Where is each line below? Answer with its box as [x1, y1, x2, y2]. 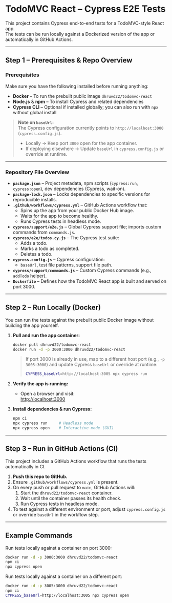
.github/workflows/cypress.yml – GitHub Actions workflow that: [12, 202, 147, 208]
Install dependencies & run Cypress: [12, 406, 92, 412]
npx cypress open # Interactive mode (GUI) [12, 426, 114, 431]
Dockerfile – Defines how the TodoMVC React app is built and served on [12, 278, 167, 284]
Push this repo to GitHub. [12, 473, 68, 480]
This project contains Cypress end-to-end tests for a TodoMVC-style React [5, 20, 164, 26]
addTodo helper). [12, 273, 47, 279]
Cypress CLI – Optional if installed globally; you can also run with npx [12, 103, 159, 110]
